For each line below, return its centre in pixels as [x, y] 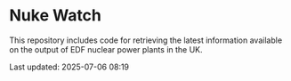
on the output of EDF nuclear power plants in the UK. [106, 49]
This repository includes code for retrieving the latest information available [146, 40]
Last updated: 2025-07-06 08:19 [69, 67]
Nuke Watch [56, 16]
